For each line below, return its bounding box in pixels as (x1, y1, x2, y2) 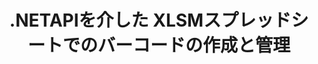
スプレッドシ (203, 9, 309, 32)
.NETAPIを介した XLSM (9, 9, 204, 32)
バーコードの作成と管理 (97, 34, 291, 57)
